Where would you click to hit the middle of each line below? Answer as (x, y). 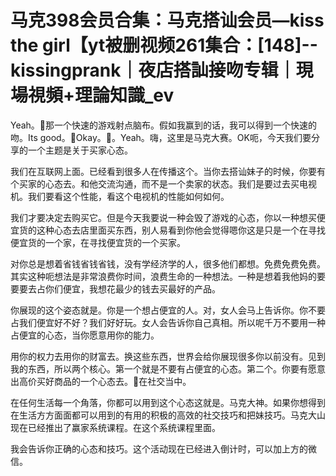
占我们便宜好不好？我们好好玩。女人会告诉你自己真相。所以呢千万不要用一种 (168, 322)
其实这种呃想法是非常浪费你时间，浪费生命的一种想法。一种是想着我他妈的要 (168, 276)
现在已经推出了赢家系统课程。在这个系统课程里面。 (115, 427)
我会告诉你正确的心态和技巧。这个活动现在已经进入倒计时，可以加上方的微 (163, 448)
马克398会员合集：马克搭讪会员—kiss (167, 20)
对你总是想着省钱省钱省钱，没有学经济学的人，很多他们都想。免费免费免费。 (168, 263)
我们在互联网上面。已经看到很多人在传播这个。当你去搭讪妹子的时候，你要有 (168, 171)
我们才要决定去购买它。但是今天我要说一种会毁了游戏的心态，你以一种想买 (163, 217)
